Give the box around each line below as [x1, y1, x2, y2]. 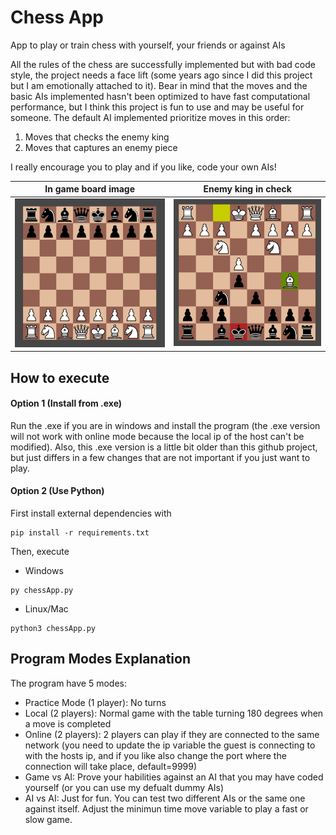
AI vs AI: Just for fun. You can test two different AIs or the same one [24, 792, 306, 804]
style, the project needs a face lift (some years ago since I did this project [10, 69, 313, 81]
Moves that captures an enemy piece [24, 141, 178, 153]
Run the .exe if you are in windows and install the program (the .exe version [10, 419, 321, 431]
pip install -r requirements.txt [10, 527, 150, 538]
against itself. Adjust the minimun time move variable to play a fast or [24, 802, 309, 815]
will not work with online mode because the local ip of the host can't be [10, 430, 305, 442]
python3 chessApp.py [10, 623, 97, 633]
